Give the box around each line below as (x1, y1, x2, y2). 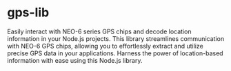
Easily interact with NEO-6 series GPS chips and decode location (7, 27, 192, 35)
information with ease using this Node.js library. (7, 56, 143, 64)
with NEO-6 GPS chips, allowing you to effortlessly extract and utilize (7, 42, 203, 50)
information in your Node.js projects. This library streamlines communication (7, 34, 225, 42)
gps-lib (7, 5, 50, 20)
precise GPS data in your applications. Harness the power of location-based (7, 49, 223, 57)
